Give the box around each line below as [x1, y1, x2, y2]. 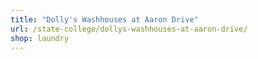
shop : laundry [10, 33, 70, 43]
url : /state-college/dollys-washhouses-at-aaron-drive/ [10, 24, 248, 34]
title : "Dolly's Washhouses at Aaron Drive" [10, 14, 199, 25]
